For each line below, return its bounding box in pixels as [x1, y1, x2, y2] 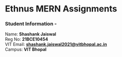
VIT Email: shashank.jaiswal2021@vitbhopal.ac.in [5, 42, 107, 47]
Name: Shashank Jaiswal [5, 31, 56, 37]
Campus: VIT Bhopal [5, 46, 47, 52]
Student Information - [5, 21, 57, 27]
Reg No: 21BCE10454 [5, 36, 48, 42]
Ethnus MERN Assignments [5, 3, 117, 14]
